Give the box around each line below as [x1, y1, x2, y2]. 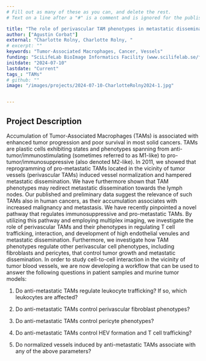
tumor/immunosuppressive [6, 158, 75, 165]
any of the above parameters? [15, 347, 91, 355]
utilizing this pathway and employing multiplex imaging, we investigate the [6, 217, 194, 224]
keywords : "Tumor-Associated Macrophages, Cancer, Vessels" [6, 48, 164, 55]
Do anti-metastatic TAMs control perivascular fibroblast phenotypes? [15, 305, 190, 313]
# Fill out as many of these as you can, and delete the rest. [6, 9, 172, 15]
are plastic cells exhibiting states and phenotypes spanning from [6, 145, 170, 152]
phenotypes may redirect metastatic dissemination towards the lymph [6, 184, 183, 192]
